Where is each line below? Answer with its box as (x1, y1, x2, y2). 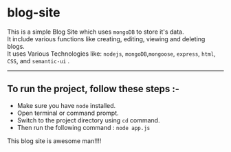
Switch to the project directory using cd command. (16, 116, 160, 124)
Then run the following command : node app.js (16, 123, 151, 131)
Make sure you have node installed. (16, 101, 116, 109)
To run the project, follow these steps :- (7, 83, 180, 95)
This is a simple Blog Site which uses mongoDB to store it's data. (7, 28, 184, 36)
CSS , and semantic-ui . (7, 56, 70, 65)
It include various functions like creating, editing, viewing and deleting (7, 34, 206, 43)
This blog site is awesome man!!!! (7, 136, 102, 145)
